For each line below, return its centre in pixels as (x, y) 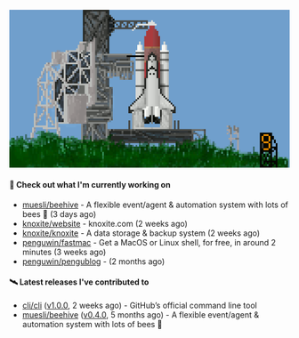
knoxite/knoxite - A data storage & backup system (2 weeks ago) (141, 233)
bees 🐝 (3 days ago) (59, 213)
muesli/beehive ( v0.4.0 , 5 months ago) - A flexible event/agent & (141, 314)
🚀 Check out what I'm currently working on (90, 185)
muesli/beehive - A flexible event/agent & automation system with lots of (155, 205)
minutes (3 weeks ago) (64, 252)
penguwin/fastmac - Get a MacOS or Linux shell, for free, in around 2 (149, 242)
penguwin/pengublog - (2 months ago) (93, 261)
